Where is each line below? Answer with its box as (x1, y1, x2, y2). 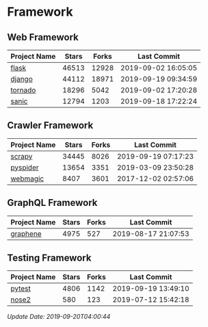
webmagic (10, 174, 44, 183)
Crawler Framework (7, 120, 94, 131)
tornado (10, 86, 36, 94)
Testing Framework (7, 252, 92, 264)
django (10, 75, 33, 83)
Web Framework (7, 31, 79, 43)
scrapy (10, 151, 33, 161)
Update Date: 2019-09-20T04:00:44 (7, 313, 111, 321)
